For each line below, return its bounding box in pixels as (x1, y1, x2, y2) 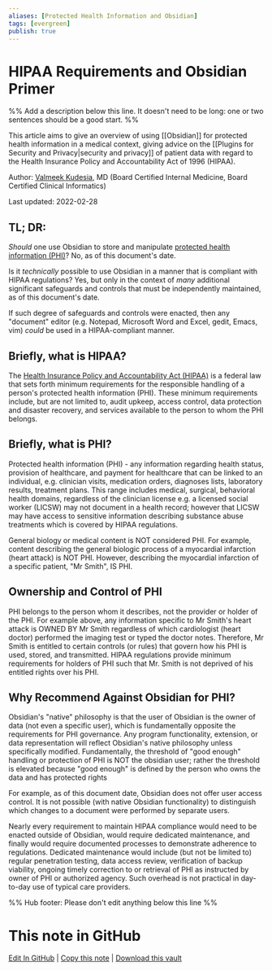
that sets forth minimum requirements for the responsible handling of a (8, 379, 245, 389)
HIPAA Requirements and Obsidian (8, 62, 248, 81)
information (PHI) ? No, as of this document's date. (8, 251, 176, 260)
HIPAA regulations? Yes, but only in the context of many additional (8, 275, 230, 285)
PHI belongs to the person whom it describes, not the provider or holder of (8, 606, 258, 616)
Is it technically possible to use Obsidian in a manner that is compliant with (8, 266, 258, 277)
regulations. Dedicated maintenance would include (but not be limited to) (8, 847, 252, 857)
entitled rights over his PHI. (8, 667, 99, 676)
